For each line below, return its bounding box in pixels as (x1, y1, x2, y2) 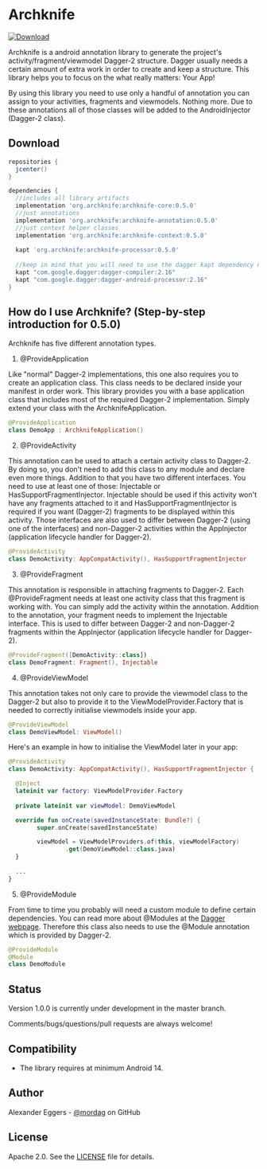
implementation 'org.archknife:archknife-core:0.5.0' (15, 201, 197, 210)
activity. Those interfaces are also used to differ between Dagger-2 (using (8, 515, 250, 525)
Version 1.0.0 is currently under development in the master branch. (8, 1003, 226, 1013)
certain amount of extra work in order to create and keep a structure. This (8, 64, 250, 73)
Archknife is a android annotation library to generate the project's (8, 47, 222, 57)
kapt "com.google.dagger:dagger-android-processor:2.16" (15, 276, 208, 283)
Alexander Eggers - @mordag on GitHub (8, 1107, 141, 1116)
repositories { (8, 158, 59, 166)
